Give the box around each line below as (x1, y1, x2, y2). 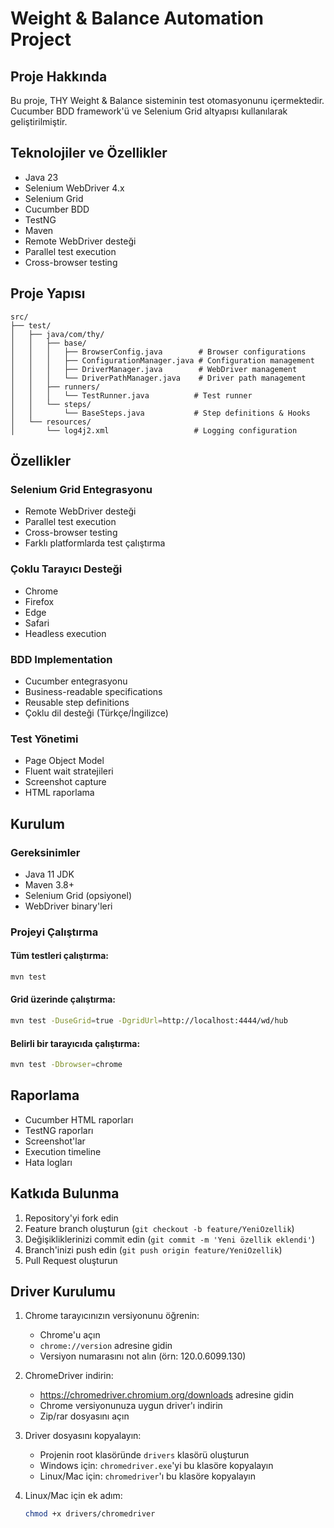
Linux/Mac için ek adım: (24, 1490, 123, 1502)
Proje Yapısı (10, 285, 86, 302)
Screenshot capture (24, 776, 107, 788)
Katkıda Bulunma (10, 1185, 120, 1202)
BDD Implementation (10, 652, 113, 666)
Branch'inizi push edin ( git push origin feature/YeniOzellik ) (24, 1243, 283, 1256)
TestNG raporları (24, 1124, 94, 1136)
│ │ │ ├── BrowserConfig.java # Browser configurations (10, 347, 307, 357)
